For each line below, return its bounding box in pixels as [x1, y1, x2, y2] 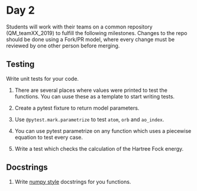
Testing [6, 59, 35, 69]
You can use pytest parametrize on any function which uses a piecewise [14, 127, 192, 134]
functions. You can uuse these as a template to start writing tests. [14, 93, 175, 100]
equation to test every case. [14, 133, 83, 141]
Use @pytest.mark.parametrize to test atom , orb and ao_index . [14, 116, 164, 123]
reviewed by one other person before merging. [6, 42, 120, 49]
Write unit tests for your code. [6, 75, 79, 82]
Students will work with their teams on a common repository [6, 23, 153, 30]
